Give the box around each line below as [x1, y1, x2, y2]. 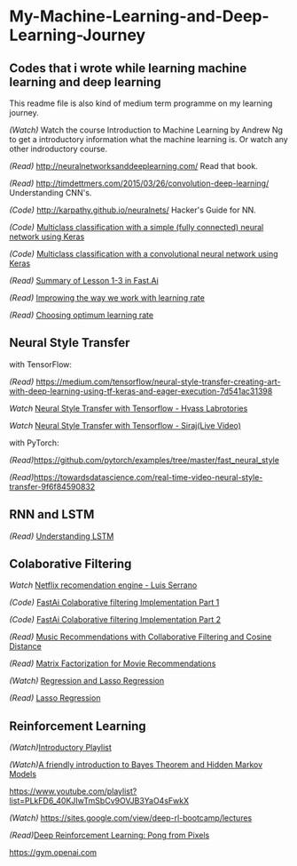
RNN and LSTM [9, 507, 95, 522]
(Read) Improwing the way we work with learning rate [9, 293, 206, 303]
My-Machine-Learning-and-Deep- [9, 6, 270, 27]
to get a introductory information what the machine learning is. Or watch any [9, 134, 288, 144]
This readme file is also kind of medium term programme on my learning [9, 98, 273, 108]
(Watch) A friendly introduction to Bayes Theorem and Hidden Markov [9, 759, 263, 770]
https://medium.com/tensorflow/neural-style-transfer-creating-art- [35, 376, 281, 387]
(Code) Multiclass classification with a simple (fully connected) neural [9, 222, 264, 232]
